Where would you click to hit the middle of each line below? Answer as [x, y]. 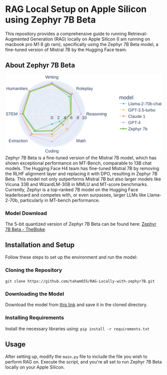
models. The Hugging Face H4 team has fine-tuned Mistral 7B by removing [82, 168]
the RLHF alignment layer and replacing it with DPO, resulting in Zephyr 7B [82, 173]
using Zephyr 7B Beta [51, 20]
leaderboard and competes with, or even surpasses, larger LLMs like [76, 195]
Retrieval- [138, 33]
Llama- [154, 195]
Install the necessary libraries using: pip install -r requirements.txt [77, 328]
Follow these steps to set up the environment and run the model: [71, 257]
